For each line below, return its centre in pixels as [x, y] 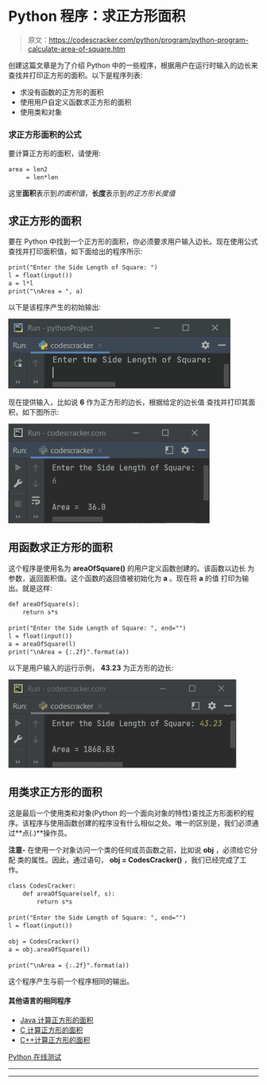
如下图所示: [41, 412]
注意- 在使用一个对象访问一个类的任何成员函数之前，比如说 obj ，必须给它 [130, 849]
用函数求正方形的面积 [60, 547]
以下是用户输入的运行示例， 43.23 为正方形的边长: [91, 667]
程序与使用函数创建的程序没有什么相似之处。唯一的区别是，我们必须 [140, 823]
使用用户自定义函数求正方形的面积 [75, 102]
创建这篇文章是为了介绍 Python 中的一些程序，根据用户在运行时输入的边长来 [133, 65]
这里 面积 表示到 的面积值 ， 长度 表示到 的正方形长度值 [92, 193]
